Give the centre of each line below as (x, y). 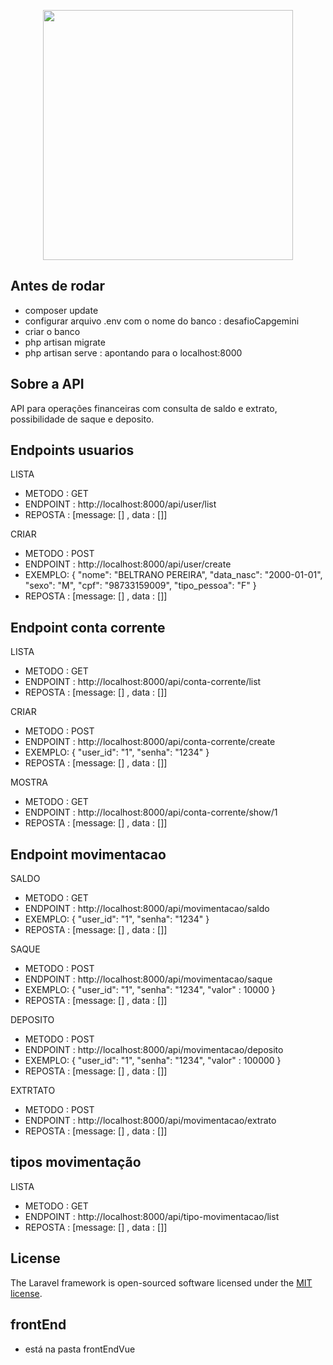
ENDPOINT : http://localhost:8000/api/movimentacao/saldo (147, 909)
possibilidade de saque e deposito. (82, 419)
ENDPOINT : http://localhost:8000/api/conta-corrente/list (143, 682)
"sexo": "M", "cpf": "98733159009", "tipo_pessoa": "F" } (140, 586)
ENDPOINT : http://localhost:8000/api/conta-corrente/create (150, 742)
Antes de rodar (58, 286)
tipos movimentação (76, 1162)
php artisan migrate (65, 342)
